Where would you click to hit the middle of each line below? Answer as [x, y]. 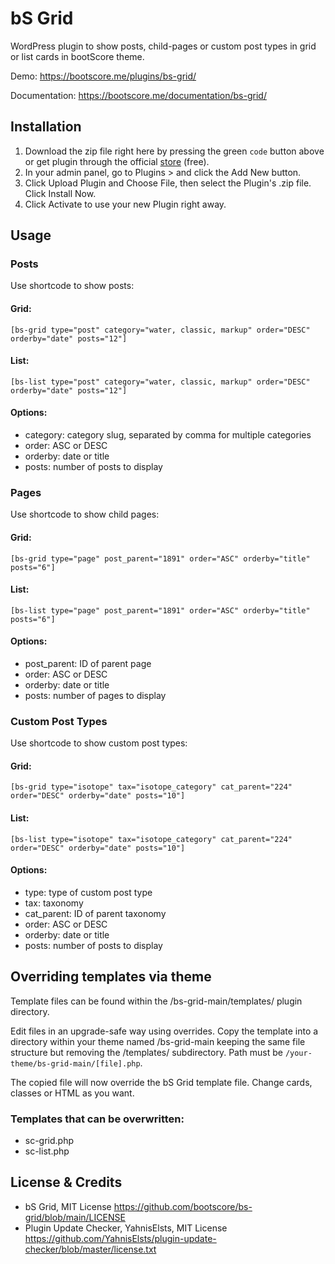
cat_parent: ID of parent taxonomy [95, 913]
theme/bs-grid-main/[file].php [75, 1063]
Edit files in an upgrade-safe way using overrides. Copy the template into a [164, 1031]
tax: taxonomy [54, 903]
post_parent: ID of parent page [88, 663]
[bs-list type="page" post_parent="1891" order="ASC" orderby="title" [160, 610]
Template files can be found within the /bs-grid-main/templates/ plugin [156, 1001]
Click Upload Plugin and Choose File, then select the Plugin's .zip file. [168, 183]
